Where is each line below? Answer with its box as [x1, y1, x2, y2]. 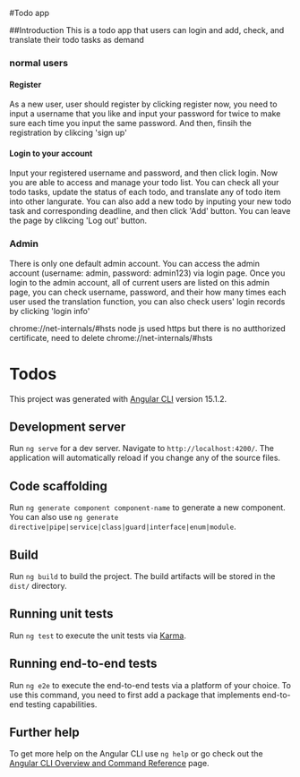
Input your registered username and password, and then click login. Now [9, 167, 279, 178]
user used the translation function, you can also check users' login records [9, 295, 286, 307]
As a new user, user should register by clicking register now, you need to [9, 98, 278, 110]
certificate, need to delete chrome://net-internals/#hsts [9, 332, 213, 343]
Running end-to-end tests [9, 656, 158, 671]
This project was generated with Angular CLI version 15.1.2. [9, 393, 227, 404]
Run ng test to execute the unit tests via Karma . [9, 630, 186, 641]
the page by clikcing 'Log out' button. [9, 215, 148, 226]
